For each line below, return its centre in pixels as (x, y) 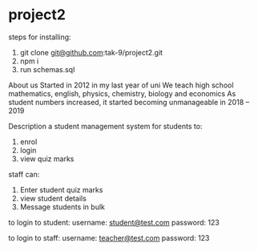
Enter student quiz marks (61, 189)
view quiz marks (47, 159)
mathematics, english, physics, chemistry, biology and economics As (122, 93)
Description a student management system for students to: (105, 126)
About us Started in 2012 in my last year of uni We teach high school (121, 85)
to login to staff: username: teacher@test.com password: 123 (109, 237)
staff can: (24, 174)
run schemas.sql (47, 69)
